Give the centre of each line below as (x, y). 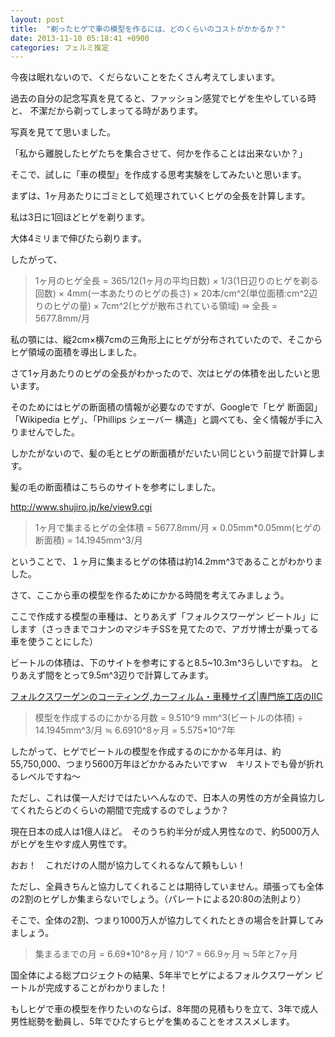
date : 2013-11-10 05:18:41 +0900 (80, 38)
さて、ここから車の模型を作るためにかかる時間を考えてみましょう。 (150, 595)
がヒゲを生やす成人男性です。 (71, 844)
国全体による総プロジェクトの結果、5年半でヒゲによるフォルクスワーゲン (161, 975)
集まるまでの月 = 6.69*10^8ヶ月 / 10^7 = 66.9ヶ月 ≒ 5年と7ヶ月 (166, 954)
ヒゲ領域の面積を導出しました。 (76, 352)
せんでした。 (53, 432)
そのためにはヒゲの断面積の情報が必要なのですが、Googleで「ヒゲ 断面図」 (166, 407)
